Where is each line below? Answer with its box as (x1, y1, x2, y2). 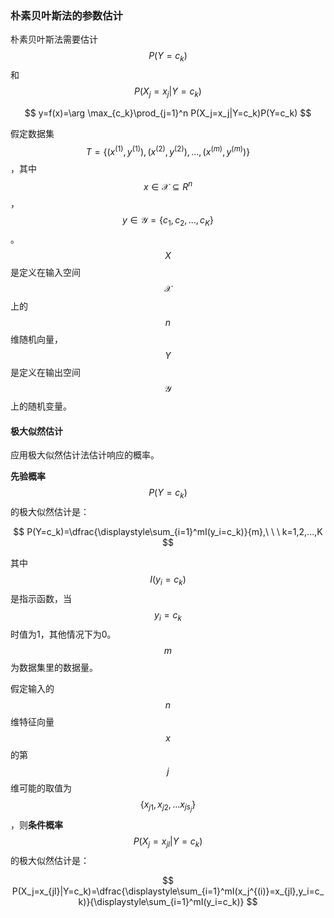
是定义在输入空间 (10, 267, 81, 278)
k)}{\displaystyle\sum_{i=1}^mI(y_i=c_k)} (78, 895, 245, 907)
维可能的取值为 (10, 782, 72, 794)
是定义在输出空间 (10, 367, 81, 378)
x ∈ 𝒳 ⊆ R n (143, 178, 193, 192)
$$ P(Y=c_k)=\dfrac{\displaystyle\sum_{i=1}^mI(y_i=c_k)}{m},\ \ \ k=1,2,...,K (13, 526, 323, 537)
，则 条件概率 (10, 818, 63, 831)
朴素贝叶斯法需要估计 (10, 33, 98, 46)
